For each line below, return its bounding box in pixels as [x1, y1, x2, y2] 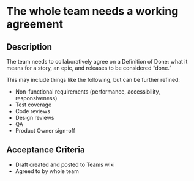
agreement [6, 17, 63, 31]
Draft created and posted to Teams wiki [15, 161, 115, 168]
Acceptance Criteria [6, 145, 85, 155]
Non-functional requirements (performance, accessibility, [15, 88, 160, 95]
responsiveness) [15, 95, 58, 102]
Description [6, 42, 52, 52]
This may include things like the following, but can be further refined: [6, 76, 181, 83]
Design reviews [15, 114, 54, 121]
